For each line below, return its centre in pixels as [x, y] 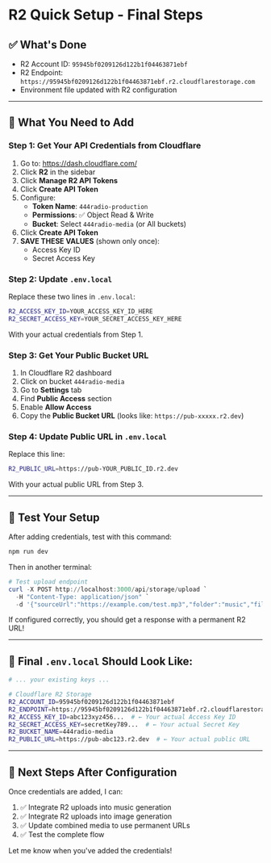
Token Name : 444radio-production [90, 206]
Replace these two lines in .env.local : [72, 296]
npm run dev [28, 552]
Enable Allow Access [56, 407]
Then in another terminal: [50, 567]
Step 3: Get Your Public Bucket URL [79, 355]
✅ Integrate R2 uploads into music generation [96, 807]
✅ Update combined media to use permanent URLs [105, 826]
